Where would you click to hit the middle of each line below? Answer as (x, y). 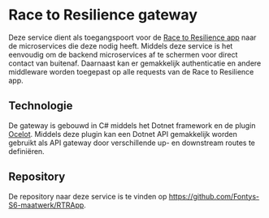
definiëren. (26, 151)
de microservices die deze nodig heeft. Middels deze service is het (121, 45)
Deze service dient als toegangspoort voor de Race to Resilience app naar (132, 37)
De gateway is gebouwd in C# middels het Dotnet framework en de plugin (132, 125)
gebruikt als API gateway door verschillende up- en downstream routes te (132, 143)
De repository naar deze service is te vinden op (88, 196)
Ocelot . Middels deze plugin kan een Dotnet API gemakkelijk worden (123, 134)
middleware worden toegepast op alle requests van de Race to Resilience (131, 71)
